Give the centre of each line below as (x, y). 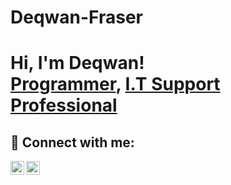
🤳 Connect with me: (72, 142)
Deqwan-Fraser (76, 17)
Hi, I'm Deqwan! (77, 63)
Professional (64, 105)
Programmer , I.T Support (115, 84)
